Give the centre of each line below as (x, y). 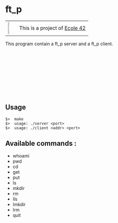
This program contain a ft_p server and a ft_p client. (59, 44)
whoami (21, 155)
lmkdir (19, 204)
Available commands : (41, 144)
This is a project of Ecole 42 (53, 28)
